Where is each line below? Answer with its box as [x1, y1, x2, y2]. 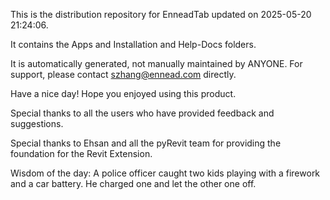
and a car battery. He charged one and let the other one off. [10, 178, 257, 189]
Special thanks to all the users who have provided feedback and [10, 107, 275, 119]
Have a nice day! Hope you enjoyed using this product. [10, 88, 237, 99]
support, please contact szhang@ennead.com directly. [10, 69, 237, 80]
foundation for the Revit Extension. [10, 148, 153, 159]
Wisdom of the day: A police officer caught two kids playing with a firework [10, 167, 321, 179]
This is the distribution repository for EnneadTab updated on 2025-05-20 [10, 9, 312, 20]
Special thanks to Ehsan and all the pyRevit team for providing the [10, 137, 282, 149]
